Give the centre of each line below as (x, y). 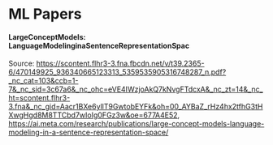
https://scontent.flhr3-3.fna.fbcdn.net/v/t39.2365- (120, 64)
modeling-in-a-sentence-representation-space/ (89, 132)
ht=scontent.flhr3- (39, 98)
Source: (22, 64)
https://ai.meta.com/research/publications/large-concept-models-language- (136, 124)
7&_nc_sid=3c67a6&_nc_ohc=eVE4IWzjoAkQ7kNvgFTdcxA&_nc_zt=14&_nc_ (136, 89)
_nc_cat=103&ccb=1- (43, 81)
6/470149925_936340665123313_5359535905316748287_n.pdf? (117, 72)
